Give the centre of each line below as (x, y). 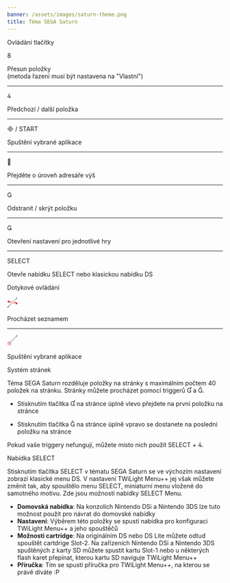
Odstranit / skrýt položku (42, 208)
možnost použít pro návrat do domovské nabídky (86, 514)
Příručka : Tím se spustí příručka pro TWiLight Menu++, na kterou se (113, 564)
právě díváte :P (38, 572)
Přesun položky (29, 69)
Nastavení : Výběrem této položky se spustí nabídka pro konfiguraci (112, 521)
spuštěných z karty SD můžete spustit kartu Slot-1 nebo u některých (113, 550)
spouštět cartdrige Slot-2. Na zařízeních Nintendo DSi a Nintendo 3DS (116, 543)
